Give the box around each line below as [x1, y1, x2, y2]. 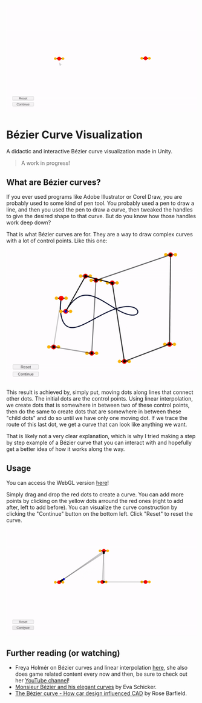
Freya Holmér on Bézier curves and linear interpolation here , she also [15, 664, 188, 671]
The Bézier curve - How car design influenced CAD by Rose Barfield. [15, 690, 187, 697]
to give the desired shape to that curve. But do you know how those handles [6, 213, 197, 220]
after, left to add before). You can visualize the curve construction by [6, 504, 177, 511]
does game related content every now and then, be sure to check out [15, 670, 187, 678]
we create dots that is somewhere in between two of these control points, [6, 402, 190, 409]
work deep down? [6, 219, 51, 226]
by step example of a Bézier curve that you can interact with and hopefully [6, 439, 192, 447]
